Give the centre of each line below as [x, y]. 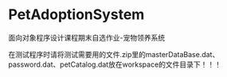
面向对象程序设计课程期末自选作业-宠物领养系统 [87, 37]
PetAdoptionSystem [76, 15]
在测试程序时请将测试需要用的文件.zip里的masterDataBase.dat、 [114, 54]
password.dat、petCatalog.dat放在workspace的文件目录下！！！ [115, 64]
